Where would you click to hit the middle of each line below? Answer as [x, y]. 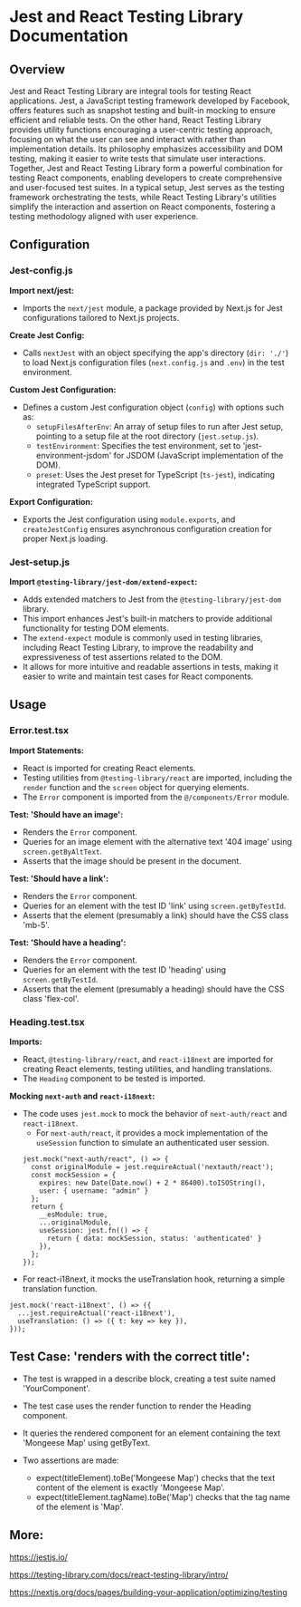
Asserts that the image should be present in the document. [132, 861]
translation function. [60, 1288]
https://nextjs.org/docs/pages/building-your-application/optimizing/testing [148, 1592]
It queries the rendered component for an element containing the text [151, 1433]
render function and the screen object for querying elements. [136, 787]
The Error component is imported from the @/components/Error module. [156, 797]
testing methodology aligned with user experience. [104, 216]
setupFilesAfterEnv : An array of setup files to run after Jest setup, [160, 426]
